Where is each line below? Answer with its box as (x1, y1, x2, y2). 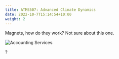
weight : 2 (5, 16, 26, 21)
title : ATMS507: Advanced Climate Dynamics (5, 7, 96, 12)
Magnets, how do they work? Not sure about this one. (5, 30, 115, 36)
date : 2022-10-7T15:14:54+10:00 (5, 12, 72, 17)
